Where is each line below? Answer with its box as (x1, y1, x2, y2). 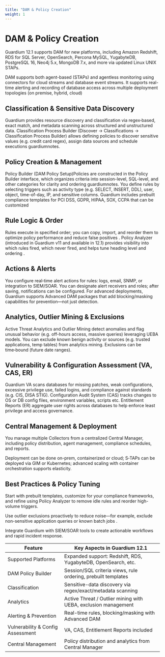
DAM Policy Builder (7, 570, 52, 577)
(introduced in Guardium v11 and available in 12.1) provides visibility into (5, 239, 149, 246)
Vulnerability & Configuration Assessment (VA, (5, 361, 152, 369)
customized (5, 202, 29, 208)
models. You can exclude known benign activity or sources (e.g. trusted (5, 336, 151, 342)
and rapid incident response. (5, 533, 63, 538)
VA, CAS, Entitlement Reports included (64, 627, 153, 633)
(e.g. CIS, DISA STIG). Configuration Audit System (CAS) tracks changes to (5, 392, 157, 398)
